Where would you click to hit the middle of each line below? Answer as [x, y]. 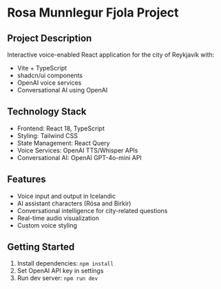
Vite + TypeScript [42, 68]
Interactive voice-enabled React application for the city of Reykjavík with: [111, 54]
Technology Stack [47, 112]
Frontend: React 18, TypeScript [61, 128]
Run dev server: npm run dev [57, 278]
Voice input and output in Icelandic [66, 196]
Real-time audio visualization [58, 218]
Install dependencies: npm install [65, 263]
